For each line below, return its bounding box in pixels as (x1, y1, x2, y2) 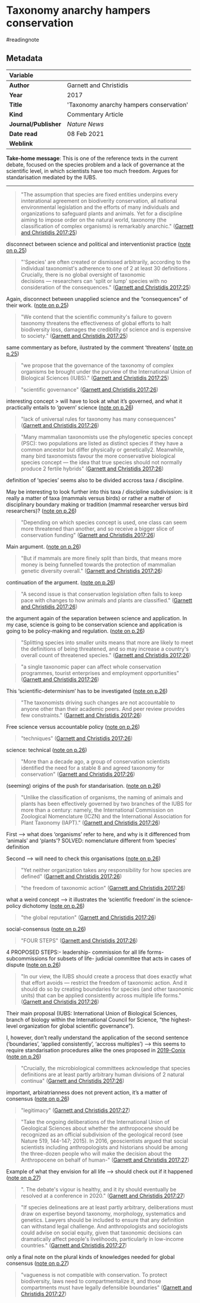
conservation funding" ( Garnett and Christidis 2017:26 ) (20, 531, 156, 538)
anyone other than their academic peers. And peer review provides (20, 705, 186, 712)
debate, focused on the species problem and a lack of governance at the (6, 161, 185, 168)
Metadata (6, 53, 43, 63)
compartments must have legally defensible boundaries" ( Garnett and (20, 1284, 192, 1291)
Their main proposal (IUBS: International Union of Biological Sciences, (6, 1009, 177, 1016)
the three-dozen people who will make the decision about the (20, 1150, 171, 1157)
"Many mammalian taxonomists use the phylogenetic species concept (20, 433, 193, 441)
